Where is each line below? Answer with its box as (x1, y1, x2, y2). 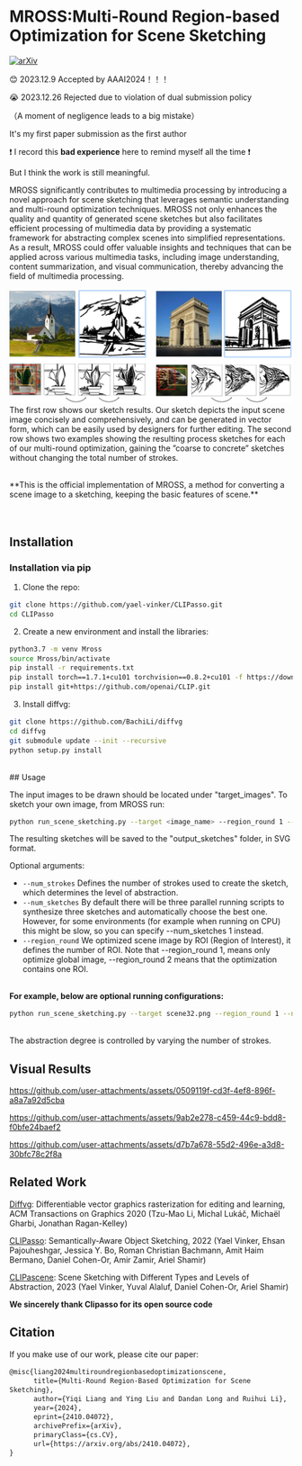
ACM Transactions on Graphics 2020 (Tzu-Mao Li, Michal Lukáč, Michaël (9, 1208, 280, 1219)
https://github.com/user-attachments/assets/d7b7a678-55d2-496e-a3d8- (9, 1139, 285, 1150)
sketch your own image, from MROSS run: (9, 798, 165, 809)
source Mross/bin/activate (9, 654, 111, 663)
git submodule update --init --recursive (9, 736, 167, 745)
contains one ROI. (22, 964, 89, 975)
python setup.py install (9, 745, 102, 755)
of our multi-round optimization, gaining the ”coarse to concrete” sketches (9, 443, 285, 454)
